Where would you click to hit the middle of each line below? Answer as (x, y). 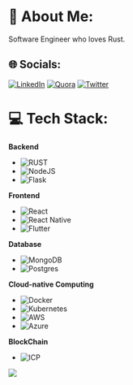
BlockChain (28, 341)
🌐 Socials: (35, 65)
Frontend (24, 195)
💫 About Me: (51, 17)
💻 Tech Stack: (58, 118)
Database (25, 244)
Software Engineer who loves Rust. (67, 39)
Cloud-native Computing (51, 284)
